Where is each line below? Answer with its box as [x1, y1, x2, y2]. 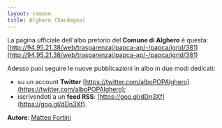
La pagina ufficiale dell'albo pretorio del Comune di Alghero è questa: [7, 35, 209, 44]
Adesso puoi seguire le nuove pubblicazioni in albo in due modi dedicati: [7, 64, 216, 72]
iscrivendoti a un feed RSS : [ [17, 92, 100, 101]
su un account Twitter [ [17, 77, 86, 86]
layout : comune [7, 10, 52, 17]
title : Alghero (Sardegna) [7, 17, 86, 24]
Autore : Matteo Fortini [7, 113, 71, 122]
